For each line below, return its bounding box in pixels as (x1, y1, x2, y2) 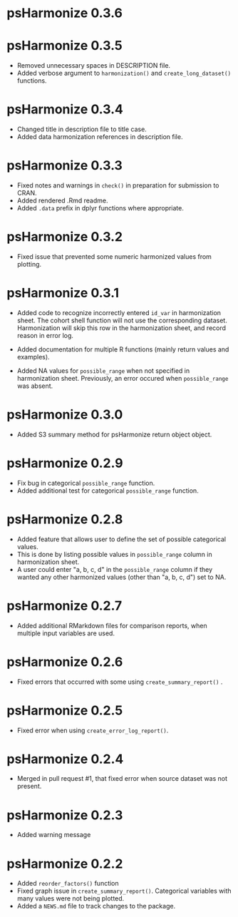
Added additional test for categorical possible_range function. (16, 486, 199, 495)
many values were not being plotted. (16, 894, 125, 903)
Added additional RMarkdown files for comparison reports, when (16, 621, 207, 630)
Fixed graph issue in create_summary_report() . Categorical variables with (16, 886, 232, 896)
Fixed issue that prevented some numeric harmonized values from (16, 252, 212, 261)
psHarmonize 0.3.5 (6, 38, 123, 54)
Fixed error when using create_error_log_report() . (16, 726, 169, 734)
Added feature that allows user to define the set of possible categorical (16, 535, 227, 543)
